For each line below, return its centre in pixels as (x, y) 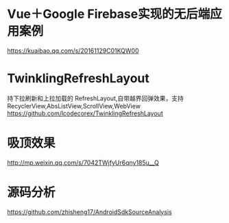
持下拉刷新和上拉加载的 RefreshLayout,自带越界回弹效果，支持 (95, 98)
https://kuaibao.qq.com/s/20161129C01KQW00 (73, 50)
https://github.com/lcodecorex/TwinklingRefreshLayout (85, 113)
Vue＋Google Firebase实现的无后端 (109, 14)
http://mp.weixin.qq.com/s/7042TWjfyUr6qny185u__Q (83, 163)
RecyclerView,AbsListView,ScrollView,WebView (74, 106)
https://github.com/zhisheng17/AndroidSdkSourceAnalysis (90, 212)
